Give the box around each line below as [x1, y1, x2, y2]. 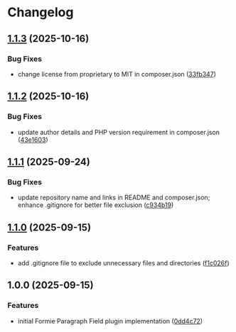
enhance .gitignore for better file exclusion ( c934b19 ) [17, 201, 174, 209]
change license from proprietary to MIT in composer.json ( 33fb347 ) [17, 70, 217, 78]
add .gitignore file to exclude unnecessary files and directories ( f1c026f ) [17, 258, 230, 267]
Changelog [7, 4, 74, 21]
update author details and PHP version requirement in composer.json [17, 128, 220, 136]
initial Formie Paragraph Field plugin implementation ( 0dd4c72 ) [17, 316, 203, 325]
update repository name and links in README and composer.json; [17, 193, 210, 202]
